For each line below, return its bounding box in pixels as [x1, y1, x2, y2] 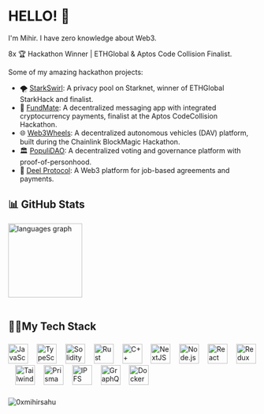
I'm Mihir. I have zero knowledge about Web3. [8, 33, 157, 43]
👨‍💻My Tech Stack [8, 320, 97, 333]
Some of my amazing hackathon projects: [8, 67, 143, 77]
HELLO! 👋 [8, 7, 70, 25]
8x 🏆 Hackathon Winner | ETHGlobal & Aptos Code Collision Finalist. [8, 49, 232, 58]
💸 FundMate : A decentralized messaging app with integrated [19, 103, 217, 112]
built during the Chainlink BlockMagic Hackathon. [19, 137, 180, 146]
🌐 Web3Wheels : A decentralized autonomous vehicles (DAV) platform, [19, 128, 249, 137]
